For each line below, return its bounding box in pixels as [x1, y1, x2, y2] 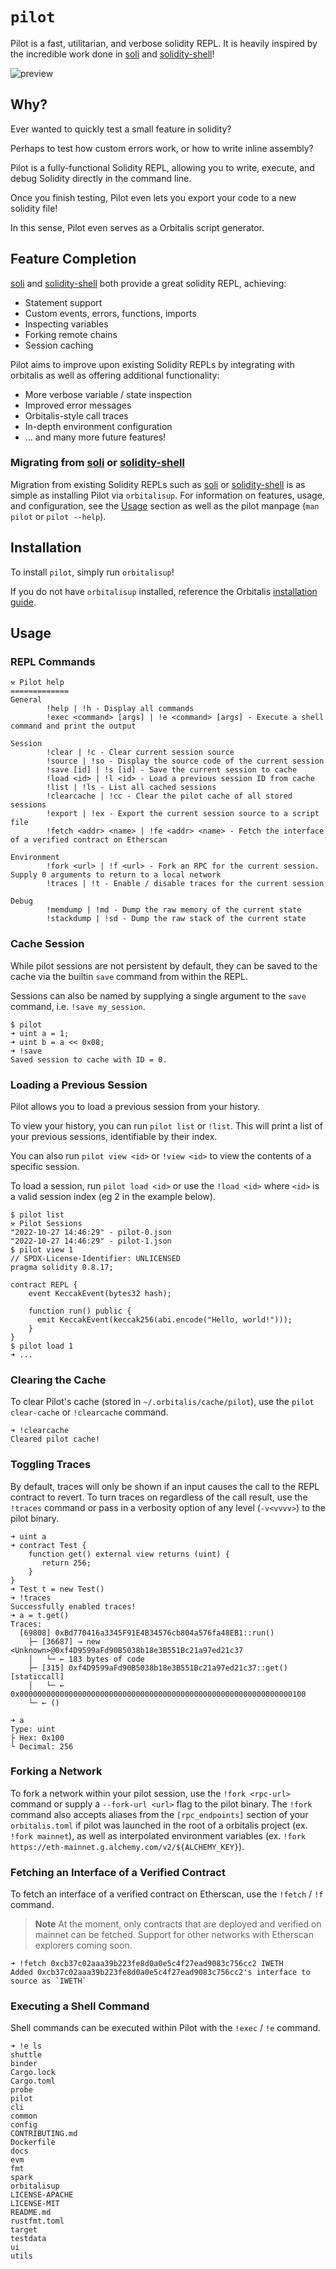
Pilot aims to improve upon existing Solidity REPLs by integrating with [10, 358, 295, 370]
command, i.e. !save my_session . [10, 1000, 146, 1012]
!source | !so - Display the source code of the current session [46, 756, 325, 767]
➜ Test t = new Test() [10, 1584, 105, 1594]
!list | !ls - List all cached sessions [46, 783, 217, 793]
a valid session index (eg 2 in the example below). [10, 1190, 216, 1202]
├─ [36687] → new [28, 1636, 101, 1647]
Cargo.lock [10, 2068, 56, 2078]
